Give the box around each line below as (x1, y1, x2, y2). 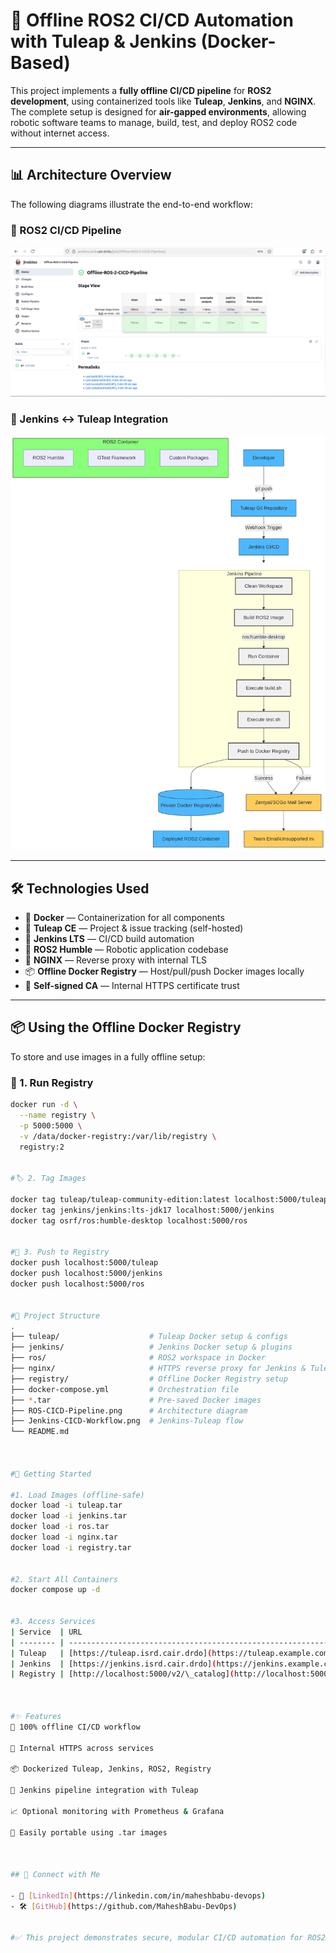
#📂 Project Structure (10, 1310, 101, 1321)
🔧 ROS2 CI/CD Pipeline (10, 223, 122, 237)
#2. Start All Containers (10, 1574, 118, 1584)
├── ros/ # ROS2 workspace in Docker (10, 1353, 267, 1363)
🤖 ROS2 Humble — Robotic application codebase (24, 944, 229, 956)
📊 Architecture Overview (10, 167, 172, 184)
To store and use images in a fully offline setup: (10, 1050, 206, 1063)
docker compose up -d (10, 1585, 101, 1595)
